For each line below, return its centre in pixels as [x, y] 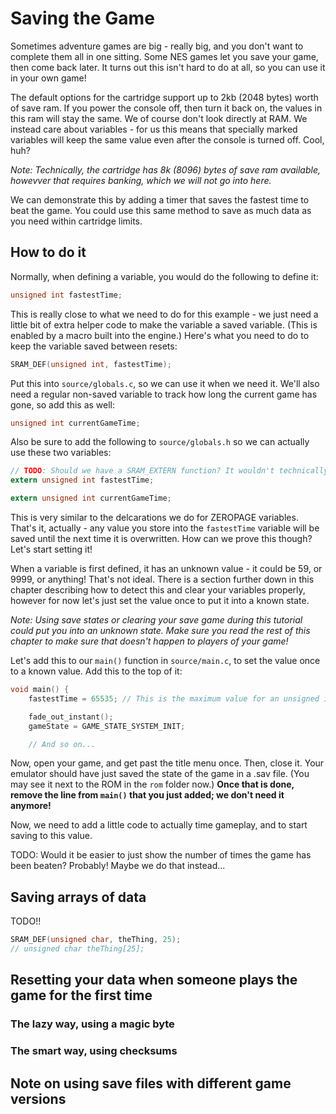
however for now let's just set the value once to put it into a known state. [160, 600]
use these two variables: [61, 453]
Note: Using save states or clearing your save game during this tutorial [156, 620]
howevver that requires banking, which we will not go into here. [141, 180]
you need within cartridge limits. [76, 221]
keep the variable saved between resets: [94, 346]
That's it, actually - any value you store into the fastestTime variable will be [165, 528]
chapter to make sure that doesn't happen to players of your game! [149, 641]
